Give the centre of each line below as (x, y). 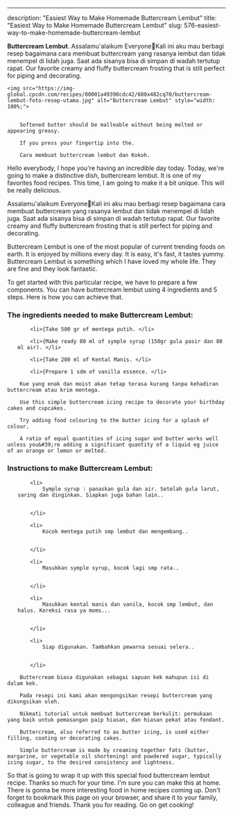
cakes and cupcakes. (37, 408)
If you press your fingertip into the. (77, 143)
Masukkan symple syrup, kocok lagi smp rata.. (111, 568)
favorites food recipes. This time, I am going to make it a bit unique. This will (116, 183)
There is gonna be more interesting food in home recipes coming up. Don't (114, 790)
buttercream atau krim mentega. (54, 390)
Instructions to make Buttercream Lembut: (80, 468)
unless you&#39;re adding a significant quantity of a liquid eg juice (113, 445)
